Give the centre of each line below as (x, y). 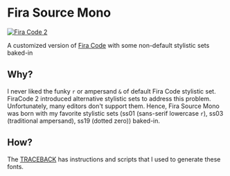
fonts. (16, 166)
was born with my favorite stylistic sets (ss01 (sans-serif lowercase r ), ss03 (115, 113)
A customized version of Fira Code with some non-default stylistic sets (108, 45)
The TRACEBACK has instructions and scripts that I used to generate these (114, 159)
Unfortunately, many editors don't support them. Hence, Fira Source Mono (113, 106)
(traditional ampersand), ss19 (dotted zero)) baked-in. (84, 121)
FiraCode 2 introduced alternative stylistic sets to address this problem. (109, 98)
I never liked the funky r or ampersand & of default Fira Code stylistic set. (112, 91)
